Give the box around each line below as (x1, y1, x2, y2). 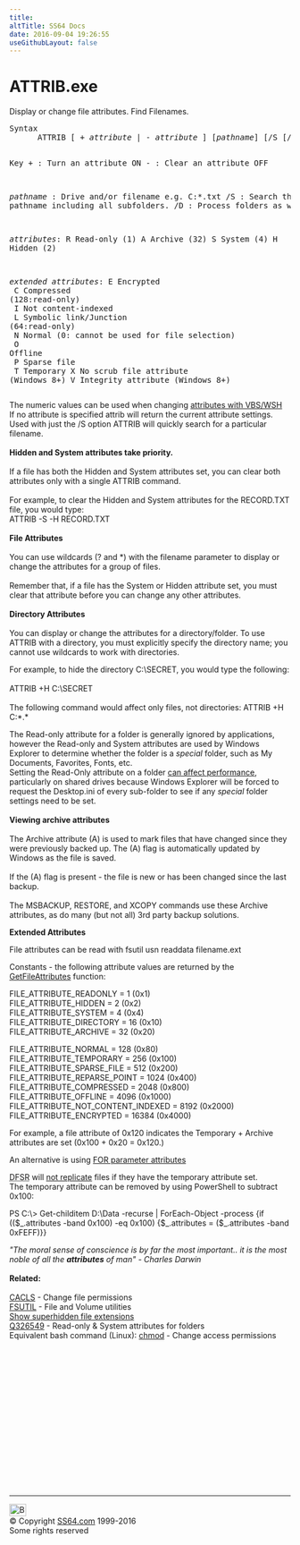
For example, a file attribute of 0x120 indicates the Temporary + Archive (9, 1128, 274, 1139)
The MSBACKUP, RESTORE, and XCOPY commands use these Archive (9, 900, 269, 911)
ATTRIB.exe (9, 77, 98, 97)
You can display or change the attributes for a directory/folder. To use (9, 628, 265, 639)
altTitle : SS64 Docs (9, 21, 87, 30)
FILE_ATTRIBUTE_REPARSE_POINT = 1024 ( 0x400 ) (9, 1073, 197, 1083)
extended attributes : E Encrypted (9, 276, 161, 287)
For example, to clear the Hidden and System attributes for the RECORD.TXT (9, 495, 290, 505)
